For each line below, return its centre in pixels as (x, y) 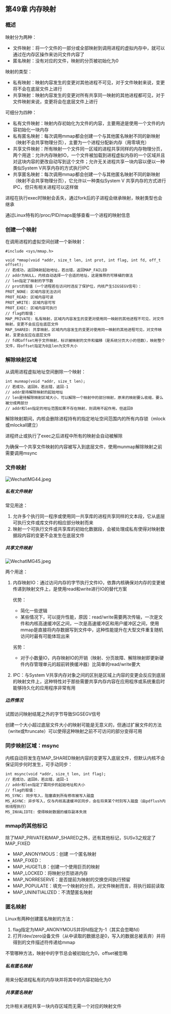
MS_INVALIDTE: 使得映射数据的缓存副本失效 (46, 812)
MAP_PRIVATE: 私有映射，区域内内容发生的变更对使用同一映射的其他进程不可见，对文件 (85, 319)
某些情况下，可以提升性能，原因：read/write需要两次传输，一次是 (89, 617)
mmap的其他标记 (26, 826)
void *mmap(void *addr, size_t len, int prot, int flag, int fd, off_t (83, 260)
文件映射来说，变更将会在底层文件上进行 (55, 102)
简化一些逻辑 (34, 610)
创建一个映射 (21, 230)
